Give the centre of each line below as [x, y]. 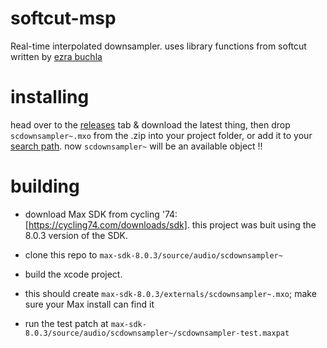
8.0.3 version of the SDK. [76, 235]
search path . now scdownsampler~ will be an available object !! [136, 146]
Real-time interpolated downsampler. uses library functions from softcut [158, 46]
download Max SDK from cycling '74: [101, 214]
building [45, 186]
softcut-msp [63, 18]
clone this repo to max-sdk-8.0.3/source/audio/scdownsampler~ [153, 254]
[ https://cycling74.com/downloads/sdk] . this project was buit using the [170, 224]
